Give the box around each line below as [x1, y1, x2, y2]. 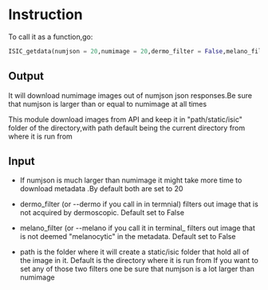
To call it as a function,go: [8, 32, 93, 41]
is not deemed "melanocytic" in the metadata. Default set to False [19, 232, 236, 241]
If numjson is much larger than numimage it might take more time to [19, 175, 242, 185]
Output [8, 69, 44, 83]
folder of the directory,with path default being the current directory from [8, 123, 246, 132]
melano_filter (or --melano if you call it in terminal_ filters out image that [19, 223, 255, 233]
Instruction [8, 6, 83, 24]
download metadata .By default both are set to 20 [19, 184, 183, 194]
